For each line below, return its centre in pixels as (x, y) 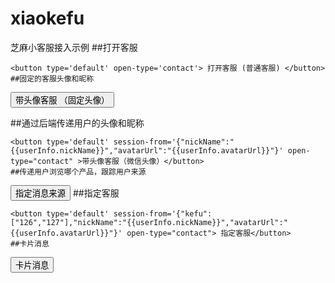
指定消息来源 (40, 193)
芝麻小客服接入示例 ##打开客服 (74, 47)
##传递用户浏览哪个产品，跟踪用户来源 (78, 172)
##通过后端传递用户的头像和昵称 (77, 123)
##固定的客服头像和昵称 (52, 78)
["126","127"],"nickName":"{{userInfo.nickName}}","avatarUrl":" (149, 222)
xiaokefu (47, 18)
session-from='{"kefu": (163, 213)
